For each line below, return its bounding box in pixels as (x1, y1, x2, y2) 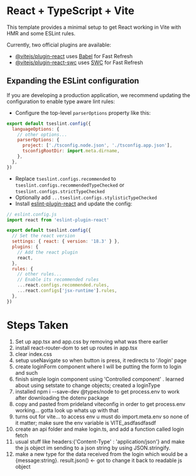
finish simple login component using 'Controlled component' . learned (15, 375, 184, 382)
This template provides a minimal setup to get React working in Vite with (6, 24, 181, 31)
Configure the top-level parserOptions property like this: (15, 109, 151, 116)
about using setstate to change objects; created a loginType (15, 381, 161, 389)
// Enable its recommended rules (17, 277, 99, 283)
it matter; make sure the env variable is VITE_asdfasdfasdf (15, 419, 156, 426)
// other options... (17, 131, 67, 138)
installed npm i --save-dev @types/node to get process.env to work (15, 388, 180, 395)
